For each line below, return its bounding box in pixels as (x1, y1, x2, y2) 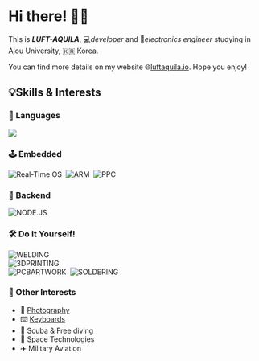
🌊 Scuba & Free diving (19, 326, 94, 335)
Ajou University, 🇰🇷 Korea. (8, 46, 99, 55)
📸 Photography (19, 305, 70, 314)
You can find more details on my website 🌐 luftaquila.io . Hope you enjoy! (8, 62, 248, 72)
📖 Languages (8, 110, 60, 121)
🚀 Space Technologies (19, 334, 95, 344)
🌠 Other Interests (8, 287, 76, 298)
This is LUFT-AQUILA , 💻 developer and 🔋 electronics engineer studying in (8, 34, 252, 43)
